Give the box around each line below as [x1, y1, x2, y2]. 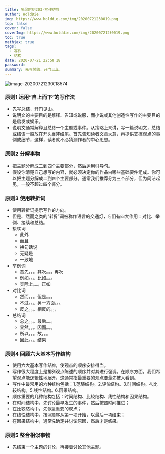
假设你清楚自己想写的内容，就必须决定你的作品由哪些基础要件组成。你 [12, 169, 156, 175]
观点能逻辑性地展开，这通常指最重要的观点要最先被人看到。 [16, 375, 139, 381]
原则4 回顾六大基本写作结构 [5, 350, 71, 357]
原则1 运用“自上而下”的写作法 [5, 93, 75, 100]
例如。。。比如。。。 [19, 275, 55, 281]
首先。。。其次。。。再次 [19, 269, 63, 274]
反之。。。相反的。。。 [19, 306, 59, 312]
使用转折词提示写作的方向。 [12, 207, 69, 213]
